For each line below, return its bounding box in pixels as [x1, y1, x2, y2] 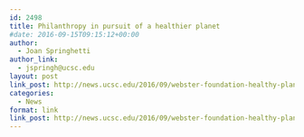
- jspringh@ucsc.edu [17, 64, 95, 73]
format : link [9, 105, 59, 114]
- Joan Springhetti [17, 47, 91, 56]
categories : [9, 88, 54, 97]
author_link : [9, 55, 59, 64]
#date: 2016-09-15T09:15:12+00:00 [9, 30, 140, 39]
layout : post [9, 72, 59, 81]
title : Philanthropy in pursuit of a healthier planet [9, 22, 221, 31]
